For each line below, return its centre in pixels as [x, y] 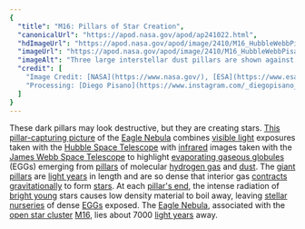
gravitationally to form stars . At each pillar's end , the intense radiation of [144, 186]
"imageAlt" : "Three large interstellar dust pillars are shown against [156, 60]
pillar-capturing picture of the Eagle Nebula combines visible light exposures [152, 138]
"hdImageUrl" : [44, 43]
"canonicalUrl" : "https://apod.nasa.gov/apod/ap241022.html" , [138, 35]
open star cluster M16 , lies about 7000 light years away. [113, 215]
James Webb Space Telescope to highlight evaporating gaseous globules [147, 157]
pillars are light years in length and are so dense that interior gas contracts [148, 176]
